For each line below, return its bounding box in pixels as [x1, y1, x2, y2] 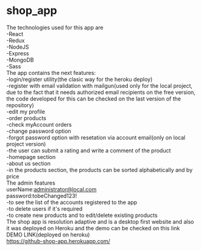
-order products [6, 114, 47, 122]
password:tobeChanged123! [6, 192, 77, 199]
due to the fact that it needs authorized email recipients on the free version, [6, 88, 196, 96]
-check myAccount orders [6, 121, 72, 128]
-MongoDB [6, 56, 34, 63]
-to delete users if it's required [6, 205, 83, 212]
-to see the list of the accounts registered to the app [6, 199, 138, 206]
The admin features [6, 179, 56, 186]
